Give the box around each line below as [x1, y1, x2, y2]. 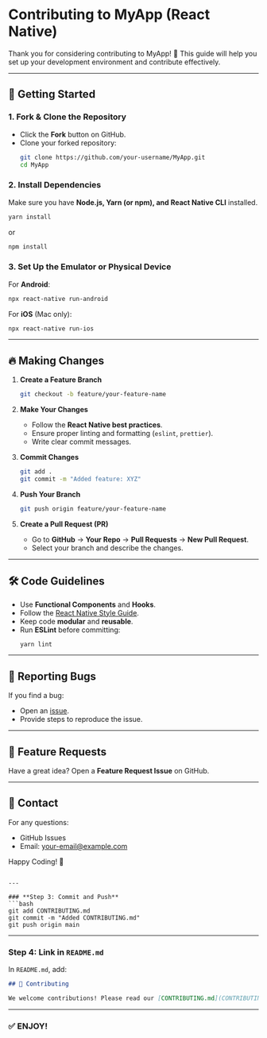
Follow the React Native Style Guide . [19, 608, 139, 617]
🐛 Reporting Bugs [8, 669, 97, 683]
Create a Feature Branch [19, 375, 103, 384]
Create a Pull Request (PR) [19, 519, 109, 529]
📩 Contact [8, 797, 59, 810]
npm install [8, 242, 48, 251]
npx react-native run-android [8, 295, 109, 303]
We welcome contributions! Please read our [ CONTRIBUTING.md [8, 994, 215, 1002]
